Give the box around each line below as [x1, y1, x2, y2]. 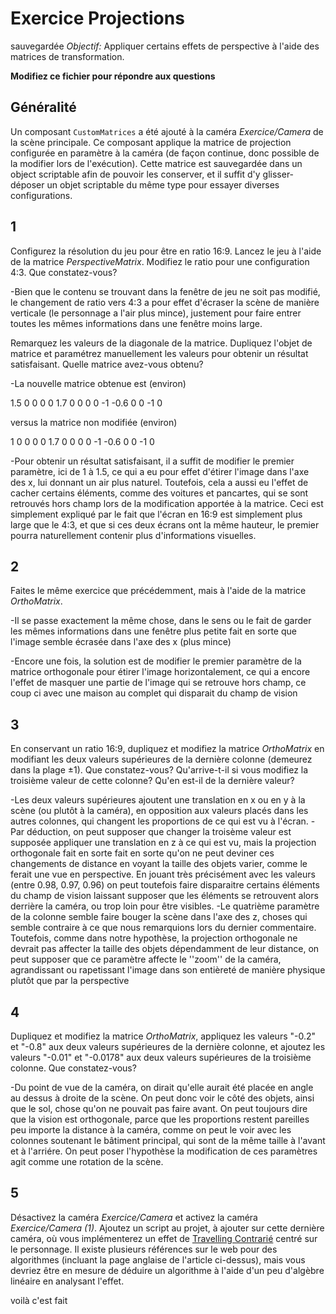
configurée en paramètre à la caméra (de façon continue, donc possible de [10, 147, 320, 159]
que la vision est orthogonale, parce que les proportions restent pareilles [10, 1113, 310, 1125]
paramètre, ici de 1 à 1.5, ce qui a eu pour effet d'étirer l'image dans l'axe [10, 465, 310, 477]
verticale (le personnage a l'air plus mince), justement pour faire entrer [10, 307, 302, 319]
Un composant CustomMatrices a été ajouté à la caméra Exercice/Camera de [10, 125, 324, 137]
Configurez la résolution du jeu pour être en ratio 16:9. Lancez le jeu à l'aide [10, 245, 322, 257]
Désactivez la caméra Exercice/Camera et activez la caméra [10, 1211, 258, 1223]
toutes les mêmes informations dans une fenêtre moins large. [10, 317, 263, 329]
